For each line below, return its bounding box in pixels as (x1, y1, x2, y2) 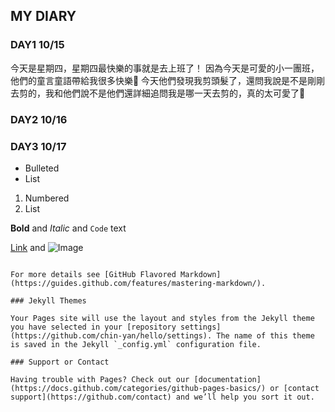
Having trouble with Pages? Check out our (10, 374, 190, 384)
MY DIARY (10, 8, 77, 25)
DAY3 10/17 (10, 139, 67, 153)
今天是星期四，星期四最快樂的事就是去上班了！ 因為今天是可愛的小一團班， (10, 62, 320, 74)
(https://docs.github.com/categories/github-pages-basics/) (10, 383, 267, 393)
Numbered (24, 192, 70, 204)
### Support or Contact (10, 357, 110, 367)
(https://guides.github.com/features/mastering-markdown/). (10, 278, 267, 288)
